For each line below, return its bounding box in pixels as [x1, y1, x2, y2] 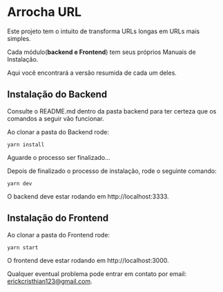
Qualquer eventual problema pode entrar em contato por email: [7, 269, 187, 277]
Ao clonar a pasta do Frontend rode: [7, 230, 110, 239]
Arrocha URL [7, 4, 81, 20]
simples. [7, 34, 31, 42]
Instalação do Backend [7, 89, 108, 100]
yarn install [7, 141, 45, 148]
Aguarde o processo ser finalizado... [7, 153, 110, 161]
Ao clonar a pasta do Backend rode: [7, 127, 109, 136]
